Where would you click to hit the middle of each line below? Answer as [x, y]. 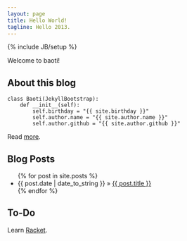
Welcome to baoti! [34, 61]
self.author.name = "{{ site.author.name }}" [101, 118]
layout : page [26, 14]
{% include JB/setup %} [42, 47]
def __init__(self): [50, 105]
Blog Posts [31, 159]
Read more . [24, 137]
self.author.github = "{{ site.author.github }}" [107, 124]
